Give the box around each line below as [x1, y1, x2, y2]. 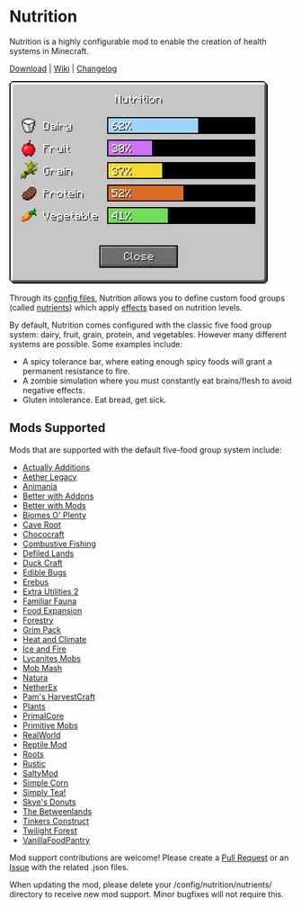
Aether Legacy [22, 471, 77, 482]
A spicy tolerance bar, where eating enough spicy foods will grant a [22, 355, 272, 366]
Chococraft [22, 528, 65, 539]
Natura [22, 672, 49, 683]
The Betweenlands [22, 805, 93, 816]
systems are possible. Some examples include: [9, 338, 182, 349]
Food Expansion [22, 605, 83, 616]
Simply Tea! [22, 787, 66, 797]
